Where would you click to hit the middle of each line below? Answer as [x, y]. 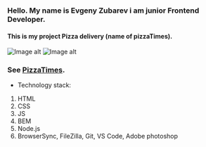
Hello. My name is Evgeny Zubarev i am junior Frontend [103, 11]
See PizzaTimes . [36, 70]
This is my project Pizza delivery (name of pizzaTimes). [90, 36]
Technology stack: [44, 85]
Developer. [26, 19]
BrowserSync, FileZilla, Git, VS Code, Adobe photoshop [97, 136]
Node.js [29, 129]
